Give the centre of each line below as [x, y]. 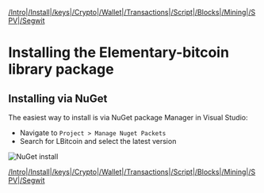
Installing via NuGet [58, 98]
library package [61, 69]
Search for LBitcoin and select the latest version [98, 141]
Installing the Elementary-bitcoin [119, 53]
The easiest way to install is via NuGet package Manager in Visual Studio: [128, 117]
